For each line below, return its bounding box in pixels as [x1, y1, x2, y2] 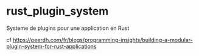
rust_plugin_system [6, 4, 109, 18]
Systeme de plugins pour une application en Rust [6, 24, 130, 32]
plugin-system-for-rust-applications [6, 43, 97, 50]
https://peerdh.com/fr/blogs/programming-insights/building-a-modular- [13, 36, 193, 43]
